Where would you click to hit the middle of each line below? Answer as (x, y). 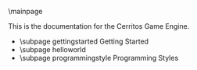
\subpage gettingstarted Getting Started (84, 41)
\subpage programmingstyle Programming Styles (99, 58)
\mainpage (25, 11)
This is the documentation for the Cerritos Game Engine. (99, 26)
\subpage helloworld (52, 49)
